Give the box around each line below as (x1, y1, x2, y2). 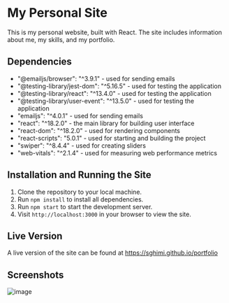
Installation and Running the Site (7, 169, 152, 181)
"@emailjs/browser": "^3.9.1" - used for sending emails (17, 74, 176, 83)
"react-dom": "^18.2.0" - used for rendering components (17, 126, 180, 134)
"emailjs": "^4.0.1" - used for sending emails (17, 111, 143, 120)
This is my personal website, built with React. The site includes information (7, 28, 222, 36)
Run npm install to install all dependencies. (17, 195, 144, 204)
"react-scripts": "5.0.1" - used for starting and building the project (17, 134, 206, 142)
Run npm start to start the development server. (17, 202, 153, 211)
